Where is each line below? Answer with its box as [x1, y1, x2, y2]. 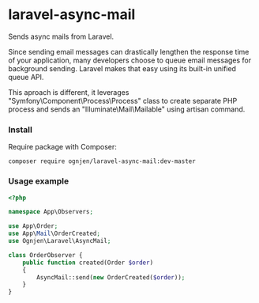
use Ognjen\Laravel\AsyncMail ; [8, 237, 111, 245]
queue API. [8, 72, 44, 81]
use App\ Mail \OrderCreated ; [8, 229, 101, 238]
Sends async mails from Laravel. [8, 32, 114, 41]
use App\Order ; [8, 222, 58, 230]
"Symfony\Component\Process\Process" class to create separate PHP [8, 96, 238, 105]
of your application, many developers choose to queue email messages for [8, 55, 252, 65]
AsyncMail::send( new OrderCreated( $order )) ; [36, 273, 186, 282]
